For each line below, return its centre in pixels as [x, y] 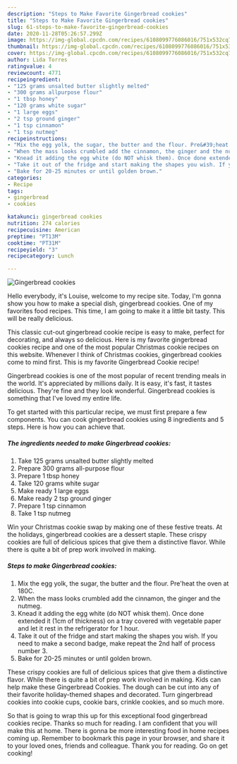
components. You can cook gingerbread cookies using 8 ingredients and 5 [116, 420]
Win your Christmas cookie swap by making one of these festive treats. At [115, 527]
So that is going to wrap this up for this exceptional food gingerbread [108, 716]
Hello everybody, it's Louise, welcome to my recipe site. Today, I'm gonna [114, 296]
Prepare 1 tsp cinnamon [52, 506]
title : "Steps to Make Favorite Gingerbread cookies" [88, 20]
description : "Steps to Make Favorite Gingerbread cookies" [98, 14]
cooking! [20, 753]
